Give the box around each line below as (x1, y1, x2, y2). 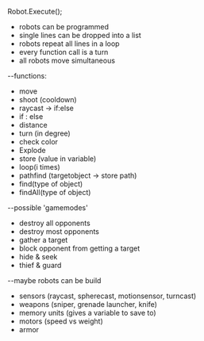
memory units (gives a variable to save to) (18, 308, 156, 317)
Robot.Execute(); (7, 7, 63, 16)
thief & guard (18, 261, 62, 270)
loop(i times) (18, 163, 60, 171)
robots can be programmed (18, 22, 109, 31)
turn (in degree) (18, 128, 71, 138)
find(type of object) (18, 179, 83, 189)
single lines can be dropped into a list (18, 31, 142, 40)
